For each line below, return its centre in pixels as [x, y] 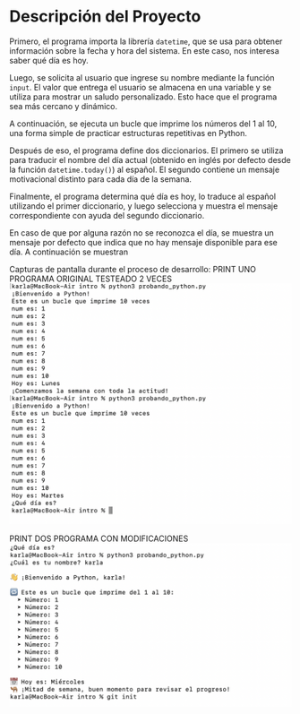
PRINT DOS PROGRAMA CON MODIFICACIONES [99, 538]
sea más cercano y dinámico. [64, 106]
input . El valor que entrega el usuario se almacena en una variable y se [140, 87]
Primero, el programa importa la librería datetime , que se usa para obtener [146, 41]
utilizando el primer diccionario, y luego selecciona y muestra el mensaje [144, 206]
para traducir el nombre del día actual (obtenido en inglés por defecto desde [150, 159]
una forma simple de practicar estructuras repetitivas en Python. [129, 133]
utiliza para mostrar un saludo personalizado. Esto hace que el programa [143, 97]
